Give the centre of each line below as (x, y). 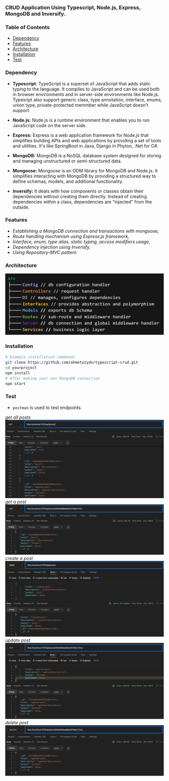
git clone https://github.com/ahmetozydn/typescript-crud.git (72, 363)
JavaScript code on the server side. (50, 125)
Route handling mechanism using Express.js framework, (71, 236)
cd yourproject (21, 368)
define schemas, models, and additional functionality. (68, 181)
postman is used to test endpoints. (47, 407)
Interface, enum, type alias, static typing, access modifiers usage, (81, 241)
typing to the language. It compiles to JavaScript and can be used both (86, 89)
